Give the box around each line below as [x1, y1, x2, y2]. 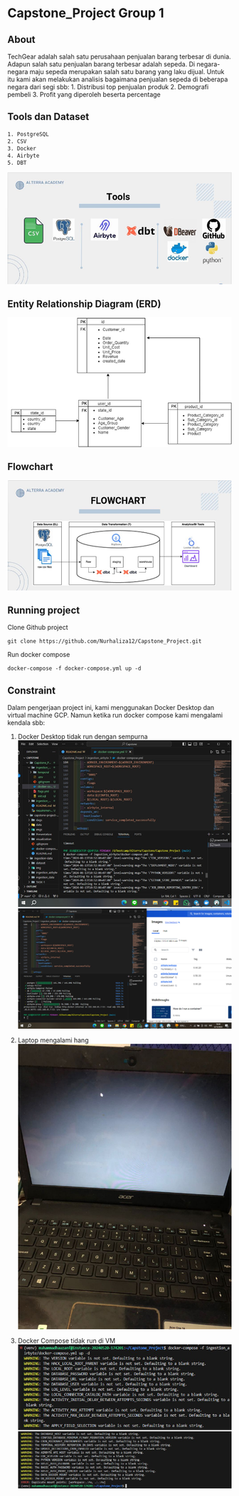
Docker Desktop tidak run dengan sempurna [17, 733, 148, 741]
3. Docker [7, 145, 37, 152]
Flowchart [7, 461, 53, 473]
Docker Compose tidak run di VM [17, 1336, 116, 1345]
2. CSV [7, 138, 27, 145]
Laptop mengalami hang [17, 1036, 89, 1044]
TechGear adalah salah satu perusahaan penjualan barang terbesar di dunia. [7, 52, 231, 61]
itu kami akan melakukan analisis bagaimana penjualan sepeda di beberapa [7, 75, 228, 83]
